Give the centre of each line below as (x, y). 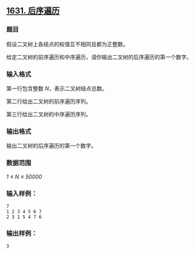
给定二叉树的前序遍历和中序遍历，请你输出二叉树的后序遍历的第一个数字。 (99, 57)
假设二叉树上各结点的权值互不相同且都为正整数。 (67, 44)
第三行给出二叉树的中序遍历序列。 (49, 114)
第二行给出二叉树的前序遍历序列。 (49, 101)
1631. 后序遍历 (33, 11)
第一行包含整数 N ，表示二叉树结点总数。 (57, 88)
